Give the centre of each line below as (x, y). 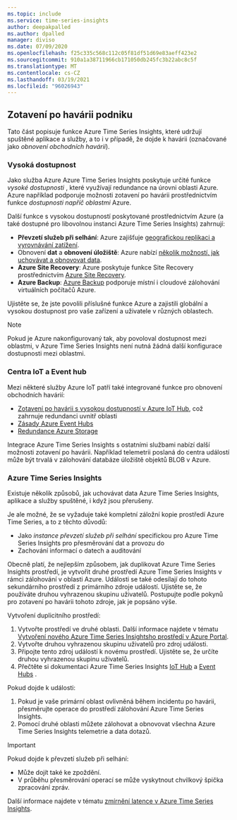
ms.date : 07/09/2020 (38, 47)
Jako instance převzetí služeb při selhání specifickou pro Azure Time (118, 535)
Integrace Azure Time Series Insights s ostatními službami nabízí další (109, 445)
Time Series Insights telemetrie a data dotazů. (84, 731)
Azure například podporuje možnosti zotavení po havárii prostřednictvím (112, 195)
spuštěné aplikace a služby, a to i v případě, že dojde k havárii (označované (117, 139)
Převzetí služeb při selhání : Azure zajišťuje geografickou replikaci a (116, 238)
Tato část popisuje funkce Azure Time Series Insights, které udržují (105, 132)
